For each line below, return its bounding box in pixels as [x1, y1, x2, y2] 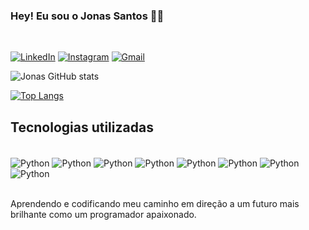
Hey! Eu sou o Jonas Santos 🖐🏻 [10, 9, 165, 23]
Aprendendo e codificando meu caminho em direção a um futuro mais [10, 197, 300, 209]
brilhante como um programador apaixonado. [10, 208, 197, 220]
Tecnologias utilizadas [10, 119, 154, 136]
